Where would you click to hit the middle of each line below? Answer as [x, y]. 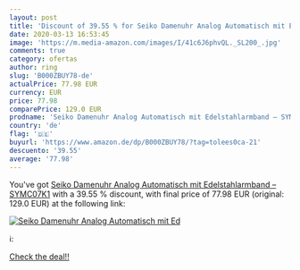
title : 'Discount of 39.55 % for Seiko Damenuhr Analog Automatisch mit [147, 26]
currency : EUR [36, 92]
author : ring [33, 68]
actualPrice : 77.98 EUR [54, 84]
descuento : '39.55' [46, 150]
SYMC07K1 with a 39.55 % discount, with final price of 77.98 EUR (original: [146, 194]
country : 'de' [36, 126]
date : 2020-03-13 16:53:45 [59, 34]
